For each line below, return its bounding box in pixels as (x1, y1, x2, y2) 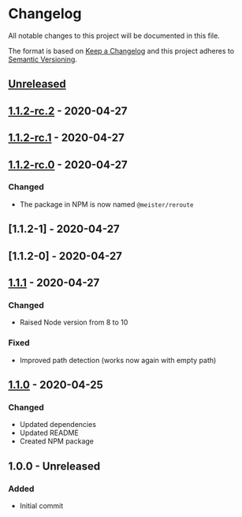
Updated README (19, 428, 79, 438)
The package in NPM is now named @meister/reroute (19, 199, 194, 209)
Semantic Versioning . (8, 54, 77, 64)
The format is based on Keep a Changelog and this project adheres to (8, 46, 235, 55)
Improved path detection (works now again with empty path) (19, 355, 217, 365)
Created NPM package (19, 436, 95, 446)
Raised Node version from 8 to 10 (19, 317, 128, 328)
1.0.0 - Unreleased (8, 459, 101, 473)
